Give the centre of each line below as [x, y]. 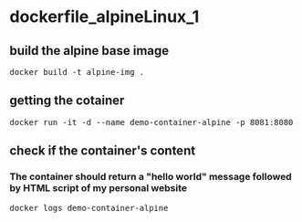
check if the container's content [103, 151]
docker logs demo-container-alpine [89, 208]
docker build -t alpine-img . [77, 72]
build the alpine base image [89, 51]
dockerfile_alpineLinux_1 [104, 17]
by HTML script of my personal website [98, 188]
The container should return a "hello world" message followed [151, 177]
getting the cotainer [67, 101]
